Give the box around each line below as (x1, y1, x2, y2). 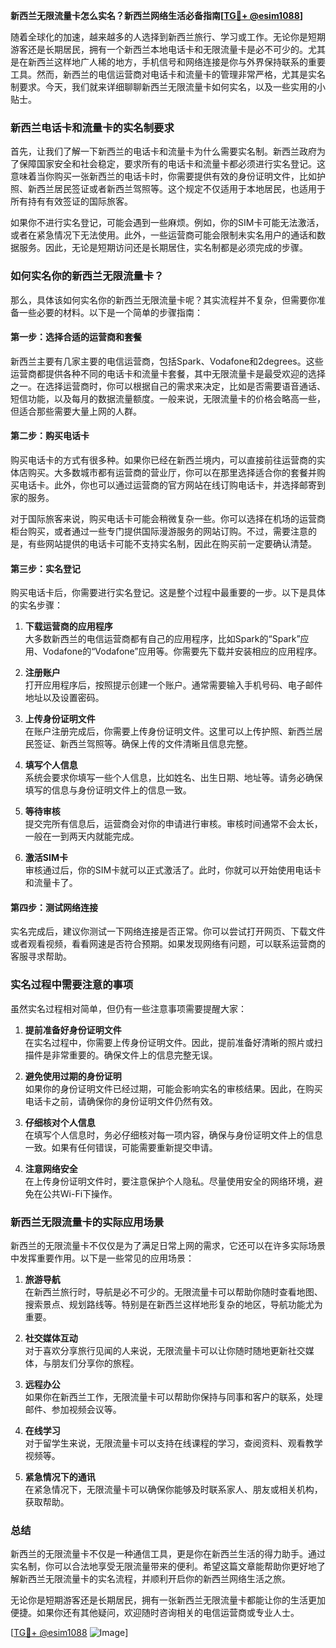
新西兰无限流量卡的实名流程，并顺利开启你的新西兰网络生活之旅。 (18, 1573, 291, 1585)
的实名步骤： (10, 599, 63, 611)
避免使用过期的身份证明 (24, 1070, 122, 1082)
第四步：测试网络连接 (10, 901, 98, 913)
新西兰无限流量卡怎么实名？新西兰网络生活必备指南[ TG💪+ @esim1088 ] (10, 10, 304, 21)
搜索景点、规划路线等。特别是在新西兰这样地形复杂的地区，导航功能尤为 (24, 1299, 323, 1310)
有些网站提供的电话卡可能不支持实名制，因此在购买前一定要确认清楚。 (27, 538, 317, 549)
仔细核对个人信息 (24, 1116, 96, 1128)
